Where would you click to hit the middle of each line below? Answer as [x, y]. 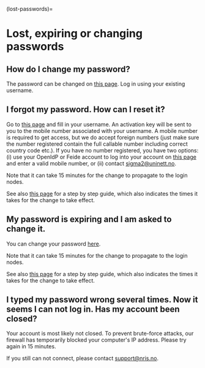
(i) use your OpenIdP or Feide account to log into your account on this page [102, 157]
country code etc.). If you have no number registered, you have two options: [102, 150]
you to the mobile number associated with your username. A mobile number [102, 130]
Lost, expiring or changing [74, 34]
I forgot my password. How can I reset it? [86, 110]
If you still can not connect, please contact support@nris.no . [83, 358]
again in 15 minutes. [31, 347]
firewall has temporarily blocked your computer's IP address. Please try [96, 340]
